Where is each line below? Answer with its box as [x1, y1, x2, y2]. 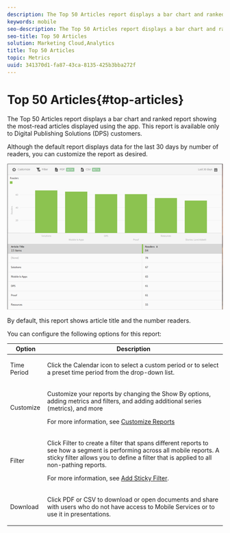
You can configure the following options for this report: [7, 330, 162, 338]
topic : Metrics [7, 55, 51, 62]
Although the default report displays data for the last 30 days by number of [7, 142, 219, 151]
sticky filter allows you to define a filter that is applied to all [47, 454, 212, 462]
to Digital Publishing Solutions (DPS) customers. [7, 129, 142, 137]
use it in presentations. [47, 510, 112, 519]
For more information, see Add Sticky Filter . [47, 474, 169, 482]
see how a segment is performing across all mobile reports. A [47, 446, 220, 455]
